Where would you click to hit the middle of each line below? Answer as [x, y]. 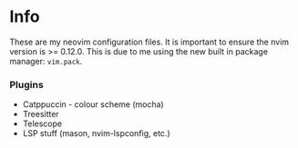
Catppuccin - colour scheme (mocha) [93, 104]
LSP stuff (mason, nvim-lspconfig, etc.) [96, 133]
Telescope [42, 123]
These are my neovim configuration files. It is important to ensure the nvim [149, 42]
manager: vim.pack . [46, 61]
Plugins [26, 84]
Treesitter [41, 114]
